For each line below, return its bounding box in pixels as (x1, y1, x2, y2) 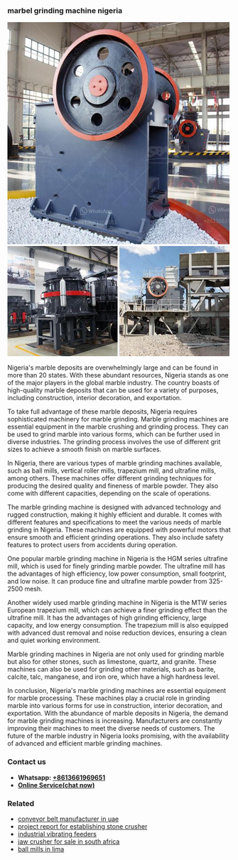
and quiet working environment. (7, 636, 101, 645)
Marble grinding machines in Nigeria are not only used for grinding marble (7, 650, 225, 659)
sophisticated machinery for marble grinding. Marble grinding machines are (7, 415, 229, 424)
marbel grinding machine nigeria (7, 6, 123, 16)
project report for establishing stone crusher (17, 822, 148, 830)
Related (7, 798, 35, 808)
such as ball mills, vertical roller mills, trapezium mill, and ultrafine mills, (7, 466, 217, 475)
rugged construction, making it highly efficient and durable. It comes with (7, 510, 222, 519)
